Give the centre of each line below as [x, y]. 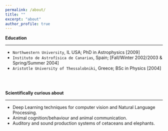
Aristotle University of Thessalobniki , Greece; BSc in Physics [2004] [87, 68]
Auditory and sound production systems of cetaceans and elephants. [83, 123]
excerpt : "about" [23, 19]
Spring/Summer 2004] [35, 63]
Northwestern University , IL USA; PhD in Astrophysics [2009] [76, 52]
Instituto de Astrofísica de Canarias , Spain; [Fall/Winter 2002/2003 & [87, 57]
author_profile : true [28, 24]
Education [16, 38]
